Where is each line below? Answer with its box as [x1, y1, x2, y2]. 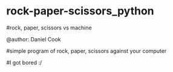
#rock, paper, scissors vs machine [6, 24, 92, 31]
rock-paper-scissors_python [6, 4, 154, 18]
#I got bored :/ [6, 59, 42, 66]
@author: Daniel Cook [6, 35, 61, 43]
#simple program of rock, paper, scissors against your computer [6, 47, 167, 55]
